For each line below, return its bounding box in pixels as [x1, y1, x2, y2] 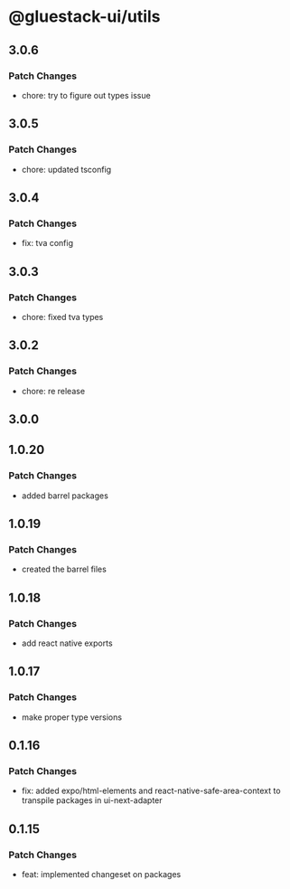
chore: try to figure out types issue [21, 90, 151, 100]
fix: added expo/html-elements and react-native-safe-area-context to [21, 785, 281, 797]
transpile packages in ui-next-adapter [21, 795, 164, 806]
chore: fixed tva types [21, 311, 104, 322]
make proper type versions [21, 712, 123, 723]
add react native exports [21, 638, 114, 648]
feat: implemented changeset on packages [21, 869, 182, 880]
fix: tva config [21, 238, 74, 249]
